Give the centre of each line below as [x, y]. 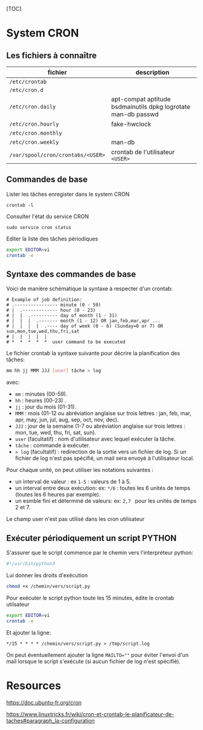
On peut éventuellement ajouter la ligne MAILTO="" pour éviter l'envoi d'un [98, 654]
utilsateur [18, 604]
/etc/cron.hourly [34, 124]
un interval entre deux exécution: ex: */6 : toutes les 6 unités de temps [102, 488]
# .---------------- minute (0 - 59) [54, 305]
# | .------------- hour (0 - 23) [51, 311]
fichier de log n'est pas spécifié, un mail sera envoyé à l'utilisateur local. [105, 458]
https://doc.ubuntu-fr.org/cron [44, 702]
